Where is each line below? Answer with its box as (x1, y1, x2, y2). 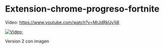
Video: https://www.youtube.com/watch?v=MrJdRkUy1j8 (5, 19, 119, 25)
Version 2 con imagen (5, 38, 49, 44)
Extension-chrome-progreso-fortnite (5, 3, 160, 15)
